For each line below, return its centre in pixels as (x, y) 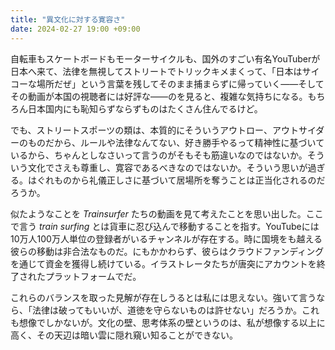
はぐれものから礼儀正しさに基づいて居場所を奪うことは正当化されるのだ (176, 180)
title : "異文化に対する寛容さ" (68, 19)
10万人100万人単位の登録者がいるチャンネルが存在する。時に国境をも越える (166, 238)
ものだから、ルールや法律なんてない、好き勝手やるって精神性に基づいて (176, 142)
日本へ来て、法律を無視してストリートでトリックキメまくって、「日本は (156, 71)
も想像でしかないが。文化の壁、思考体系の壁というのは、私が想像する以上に (168, 322)
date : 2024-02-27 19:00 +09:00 (75, 29)
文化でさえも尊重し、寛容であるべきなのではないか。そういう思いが (167, 167)
